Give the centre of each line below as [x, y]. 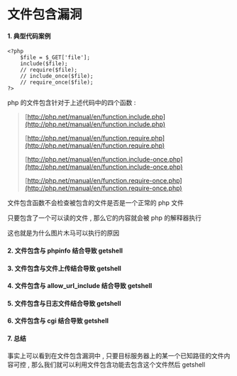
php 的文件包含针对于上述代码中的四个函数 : [72, 103]
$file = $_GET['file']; [55, 57]
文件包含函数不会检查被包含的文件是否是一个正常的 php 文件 [96, 203]
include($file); [44, 64]
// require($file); [49, 70]
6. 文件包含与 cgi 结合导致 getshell [58, 321]
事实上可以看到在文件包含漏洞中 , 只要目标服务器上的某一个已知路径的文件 [116, 355]
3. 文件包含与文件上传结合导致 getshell [65, 268]
